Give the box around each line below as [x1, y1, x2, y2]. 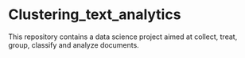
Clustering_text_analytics [8, 6, 181, 24]
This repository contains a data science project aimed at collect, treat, [8, 32, 238, 41]
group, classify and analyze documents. [8, 40, 139, 49]
